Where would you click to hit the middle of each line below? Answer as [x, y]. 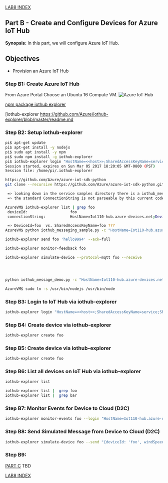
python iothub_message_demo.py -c [41, 280]
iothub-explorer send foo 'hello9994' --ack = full [58, 239]
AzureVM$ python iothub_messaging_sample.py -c [56, 230]
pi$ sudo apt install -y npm [35, 152]
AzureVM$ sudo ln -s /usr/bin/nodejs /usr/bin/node [60, 289]
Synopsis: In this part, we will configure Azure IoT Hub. [62, 43]
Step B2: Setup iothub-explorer [44, 132]
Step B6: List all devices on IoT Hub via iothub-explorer [73, 372]
